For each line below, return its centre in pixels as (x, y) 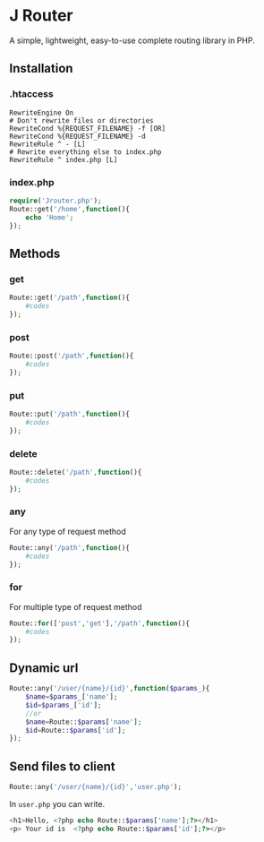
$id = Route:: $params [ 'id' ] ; (76, 730)
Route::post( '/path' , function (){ (72, 356)
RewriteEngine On (42, 113)
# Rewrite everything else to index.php (86, 152)
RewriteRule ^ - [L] (48, 144)
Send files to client (63, 766)
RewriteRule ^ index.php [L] (64, 159)
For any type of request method (68, 531)
